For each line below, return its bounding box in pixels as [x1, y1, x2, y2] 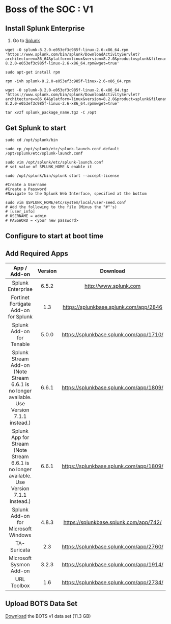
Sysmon [10, 561, 31, 568]
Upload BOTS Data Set [5, 599, 78, 608]
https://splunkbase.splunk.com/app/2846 [63, 304, 163, 311]
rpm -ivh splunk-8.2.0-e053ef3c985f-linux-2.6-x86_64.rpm [5, 79, 131, 84]
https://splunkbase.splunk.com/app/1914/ [62, 561, 164, 568]
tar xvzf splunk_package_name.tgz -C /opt [5, 110, 97, 115]
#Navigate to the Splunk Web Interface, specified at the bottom [5, 191, 147, 196]
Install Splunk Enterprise [5, 24, 85, 33]
